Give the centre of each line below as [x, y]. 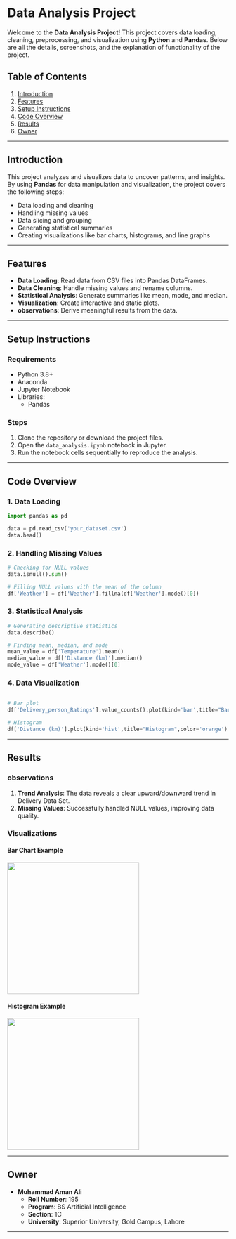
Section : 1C [45, 1214]
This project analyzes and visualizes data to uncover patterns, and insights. [116, 176]
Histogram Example [37, 1007]
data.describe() [31, 632]
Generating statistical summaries [65, 228]
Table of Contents [47, 77]
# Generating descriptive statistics [63, 626]
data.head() [25, 535]
